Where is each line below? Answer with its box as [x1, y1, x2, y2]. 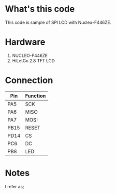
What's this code [5, 3, 75, 15]
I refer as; [5, 183, 24, 189]
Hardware [5, 36, 45, 48]
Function [25, 92, 46, 99]
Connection [5, 75, 53, 86]
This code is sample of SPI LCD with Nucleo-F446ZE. [5, 19, 112, 25]
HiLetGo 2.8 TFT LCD [12, 57, 55, 64]
